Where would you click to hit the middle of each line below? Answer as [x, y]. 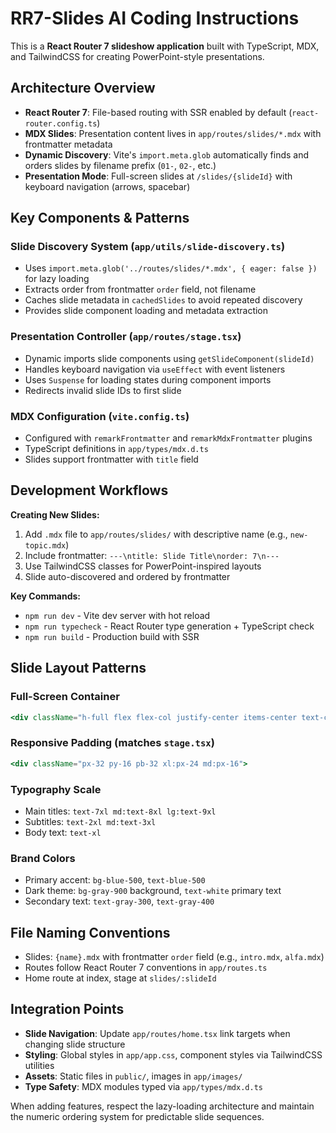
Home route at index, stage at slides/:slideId [120, 978]
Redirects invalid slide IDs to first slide [103, 390]
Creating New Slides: [55, 514]
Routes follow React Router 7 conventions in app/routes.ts [146, 967]
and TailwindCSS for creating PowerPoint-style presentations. [137, 56]
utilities [39, 1065]
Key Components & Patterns [100, 218]
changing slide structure [75, 1044]
